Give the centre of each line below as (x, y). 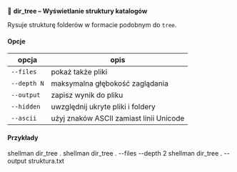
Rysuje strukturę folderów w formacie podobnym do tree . (92, 25)
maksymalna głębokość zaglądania (110, 84)
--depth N (27, 84)
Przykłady (23, 137)
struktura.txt (46, 161)
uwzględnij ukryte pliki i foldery (103, 107)
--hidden (26, 107)
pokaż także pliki (79, 72)
